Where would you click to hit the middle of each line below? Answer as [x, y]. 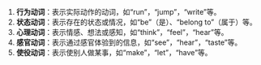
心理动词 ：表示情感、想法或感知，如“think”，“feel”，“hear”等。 [122, 32]
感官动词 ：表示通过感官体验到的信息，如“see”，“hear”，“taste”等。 [129, 42]
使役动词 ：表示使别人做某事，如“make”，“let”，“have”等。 [114, 52]
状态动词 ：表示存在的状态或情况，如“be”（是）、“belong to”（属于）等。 [136, 22]
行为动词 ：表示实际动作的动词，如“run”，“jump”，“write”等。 [118, 12]
